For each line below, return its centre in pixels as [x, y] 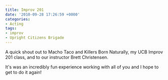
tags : [11, 28]
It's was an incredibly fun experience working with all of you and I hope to [82, 67]
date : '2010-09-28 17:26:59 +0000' [43, 14]
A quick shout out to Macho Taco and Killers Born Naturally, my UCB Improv [84, 52]
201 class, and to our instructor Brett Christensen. [57, 57]
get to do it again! [23, 72]
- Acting [14, 24]
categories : [18, 19]
